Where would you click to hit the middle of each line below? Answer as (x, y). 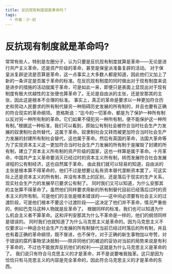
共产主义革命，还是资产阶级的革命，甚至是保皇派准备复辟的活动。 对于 (84, 68)
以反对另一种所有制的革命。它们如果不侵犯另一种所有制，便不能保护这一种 (84, 119)
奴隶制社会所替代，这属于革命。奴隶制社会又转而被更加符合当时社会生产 (90, 132)
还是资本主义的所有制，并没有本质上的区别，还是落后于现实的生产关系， (90, 177)
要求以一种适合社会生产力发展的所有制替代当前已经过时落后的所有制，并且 (88, 228)
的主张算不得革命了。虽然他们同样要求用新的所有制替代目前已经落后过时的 (84, 189)
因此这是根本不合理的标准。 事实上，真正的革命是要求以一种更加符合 (87, 100)
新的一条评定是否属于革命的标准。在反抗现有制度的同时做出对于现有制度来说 (86, 81)
